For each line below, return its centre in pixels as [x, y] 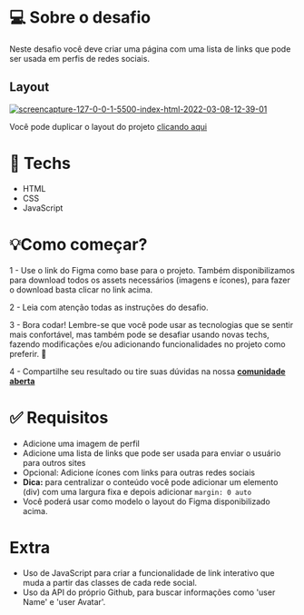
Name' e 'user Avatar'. [64, 601]
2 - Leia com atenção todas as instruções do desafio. [109, 307]
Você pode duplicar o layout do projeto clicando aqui [108, 126]
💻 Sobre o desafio [80, 18]
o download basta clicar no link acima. [81, 289]
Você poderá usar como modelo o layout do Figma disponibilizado [146, 501]
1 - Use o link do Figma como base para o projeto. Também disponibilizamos [152, 270]
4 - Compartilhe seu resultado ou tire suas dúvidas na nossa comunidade [147, 371]
